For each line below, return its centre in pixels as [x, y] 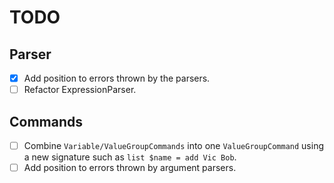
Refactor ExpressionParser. [80, 90]
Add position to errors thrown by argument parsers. [130, 167]
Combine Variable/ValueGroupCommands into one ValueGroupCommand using [173, 145]
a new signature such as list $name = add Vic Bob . [130, 157]
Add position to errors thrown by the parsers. [117, 78]
